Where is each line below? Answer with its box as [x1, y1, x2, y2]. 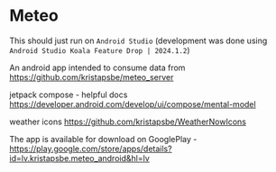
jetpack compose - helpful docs [9, 89, 128, 100]
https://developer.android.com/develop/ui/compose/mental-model [9, 98, 256, 109]
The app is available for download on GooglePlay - [9, 133, 198, 144]
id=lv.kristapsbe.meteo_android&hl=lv [9, 152, 151, 163]
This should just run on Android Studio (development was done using [9, 35, 268, 46]
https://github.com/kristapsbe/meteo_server [9, 71, 174, 82]
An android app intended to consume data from [9, 62, 186, 73]
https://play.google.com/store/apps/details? [9, 143, 173, 154]
